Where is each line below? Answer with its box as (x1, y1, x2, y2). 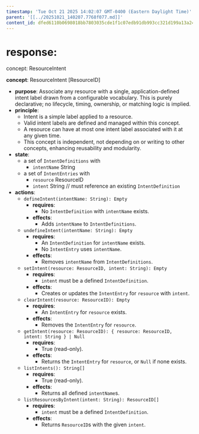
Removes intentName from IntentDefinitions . (41, 258, 153, 265)
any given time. (23, 132, 61, 140)
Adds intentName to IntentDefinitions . (41, 220, 137, 227)
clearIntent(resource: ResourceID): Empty (23, 297, 130, 303)
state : (14, 151, 30, 158)
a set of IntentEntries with (23, 170, 90, 177)
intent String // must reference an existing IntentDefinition (32, 182, 181, 190)
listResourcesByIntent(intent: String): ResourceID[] (23, 397, 159, 403)
